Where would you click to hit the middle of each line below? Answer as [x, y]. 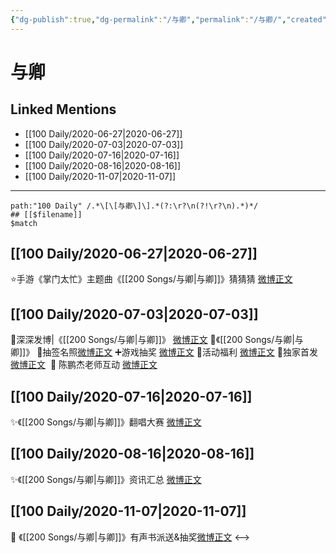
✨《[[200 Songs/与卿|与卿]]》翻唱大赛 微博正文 [106, 422]
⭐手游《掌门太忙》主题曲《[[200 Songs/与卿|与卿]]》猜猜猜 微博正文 [151, 279]
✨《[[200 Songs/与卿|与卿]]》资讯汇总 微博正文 [106, 479]
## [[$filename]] [46, 214]
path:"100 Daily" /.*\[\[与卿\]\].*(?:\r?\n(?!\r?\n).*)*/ [134, 206]
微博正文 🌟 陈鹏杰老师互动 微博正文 [84, 365]
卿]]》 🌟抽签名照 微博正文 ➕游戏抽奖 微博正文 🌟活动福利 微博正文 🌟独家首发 [164, 352]
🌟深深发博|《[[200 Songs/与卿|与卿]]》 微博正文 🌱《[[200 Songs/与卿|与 [157, 340]
